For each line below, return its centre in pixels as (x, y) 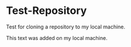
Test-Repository (46, 11)
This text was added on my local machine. (57, 38)
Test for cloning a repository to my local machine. (66, 27)
